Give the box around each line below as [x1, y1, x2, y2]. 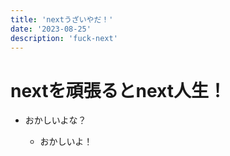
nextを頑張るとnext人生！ [10, 79, 227, 102]
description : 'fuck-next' [10, 33, 118, 43]
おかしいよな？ [24, 114, 87, 126]
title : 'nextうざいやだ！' [10, 14, 114, 25]
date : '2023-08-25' [10, 24, 92, 34]
